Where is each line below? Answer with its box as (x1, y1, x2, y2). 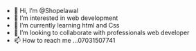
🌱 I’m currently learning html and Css (13, 21, 120, 29)
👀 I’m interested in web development (13, 14, 118, 22)
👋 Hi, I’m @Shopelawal (13, 7, 78, 14)
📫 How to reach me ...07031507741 (13, 37, 116, 44)
